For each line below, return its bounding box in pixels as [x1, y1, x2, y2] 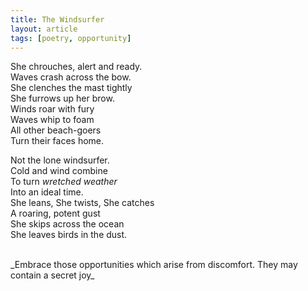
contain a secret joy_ [10, 269, 95, 281]
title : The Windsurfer [10, 14, 105, 25]
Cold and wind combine [10, 165, 108, 177]
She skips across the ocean [10, 218, 125, 230]
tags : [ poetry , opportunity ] [10, 33, 132, 43]
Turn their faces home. [10, 135, 105, 147]
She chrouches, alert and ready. [10, 61, 143, 73]
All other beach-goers [10, 124, 102, 136]
